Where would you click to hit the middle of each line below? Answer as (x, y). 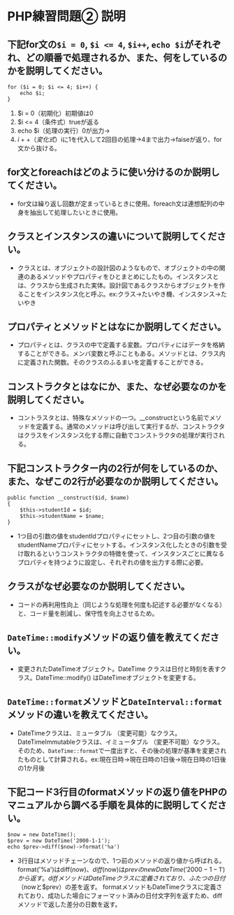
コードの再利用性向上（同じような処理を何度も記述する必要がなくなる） (121, 605)
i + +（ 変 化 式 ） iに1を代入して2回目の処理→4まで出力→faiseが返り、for (119, 139)
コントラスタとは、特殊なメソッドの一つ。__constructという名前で (113, 418)
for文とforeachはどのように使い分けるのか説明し (114, 172)
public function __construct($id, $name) (68, 498)
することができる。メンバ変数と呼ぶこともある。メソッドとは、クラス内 (121, 354)
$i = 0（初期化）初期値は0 (55, 113)
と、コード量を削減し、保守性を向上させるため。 (88, 613)
